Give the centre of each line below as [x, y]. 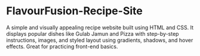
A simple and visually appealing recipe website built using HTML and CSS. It [100, 27]
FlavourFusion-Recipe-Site [75, 11]
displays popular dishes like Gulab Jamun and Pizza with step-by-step [93, 33]
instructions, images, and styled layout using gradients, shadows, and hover [100, 40]
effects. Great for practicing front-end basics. [62, 46]
